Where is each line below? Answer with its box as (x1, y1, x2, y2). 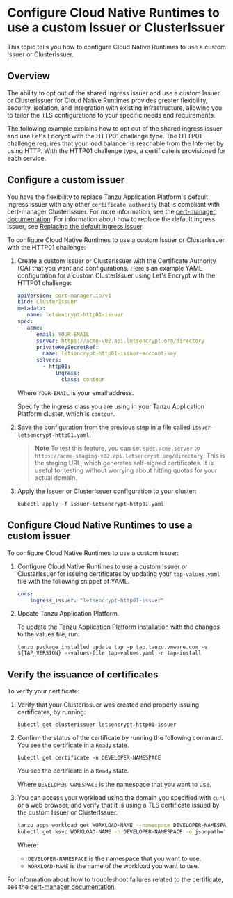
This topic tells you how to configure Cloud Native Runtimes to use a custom (7, 42, 226, 51)
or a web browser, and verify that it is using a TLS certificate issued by (17, 801, 220, 810)
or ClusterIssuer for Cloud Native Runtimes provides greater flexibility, (7, 96, 208, 104)
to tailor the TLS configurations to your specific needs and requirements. (7, 111, 216, 119)
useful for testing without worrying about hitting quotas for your (34, 466, 218, 474)
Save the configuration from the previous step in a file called (17, 423, 191, 431)
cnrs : (17, 590, 33, 598)
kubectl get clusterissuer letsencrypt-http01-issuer (17, 721, 177, 728)
